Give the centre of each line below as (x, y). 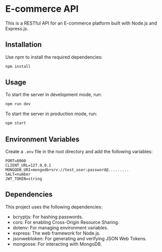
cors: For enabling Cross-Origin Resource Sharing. (66, 222)
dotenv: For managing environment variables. (60, 227)
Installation (24, 45)
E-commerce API (42, 9)
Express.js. (17, 28)
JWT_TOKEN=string (24, 179)
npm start (16, 123)
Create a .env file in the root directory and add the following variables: (79, 151)
